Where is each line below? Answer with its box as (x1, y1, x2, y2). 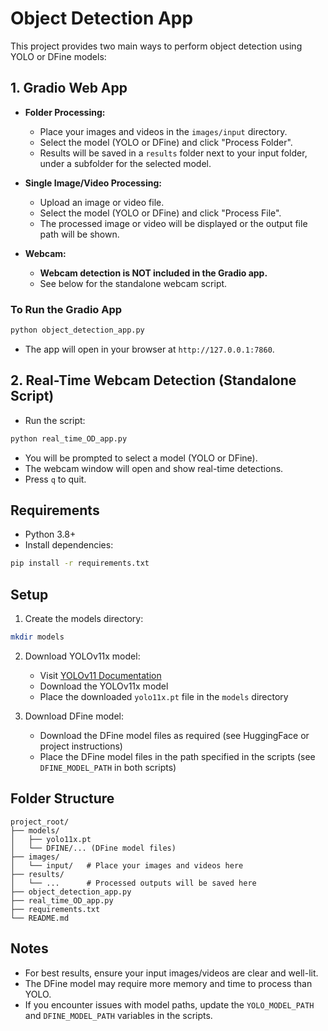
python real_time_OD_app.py (10, 433, 128, 444)
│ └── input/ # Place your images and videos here (10, 860, 244, 871)
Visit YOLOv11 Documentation (39, 669, 162, 681)
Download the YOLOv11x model (39, 680, 169, 692)
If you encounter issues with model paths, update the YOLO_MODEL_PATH (24, 998, 315, 1011)
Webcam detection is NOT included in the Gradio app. (39, 267, 268, 279)
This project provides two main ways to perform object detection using (10, 40, 303, 52)
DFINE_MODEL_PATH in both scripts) (39, 761, 177, 773)
